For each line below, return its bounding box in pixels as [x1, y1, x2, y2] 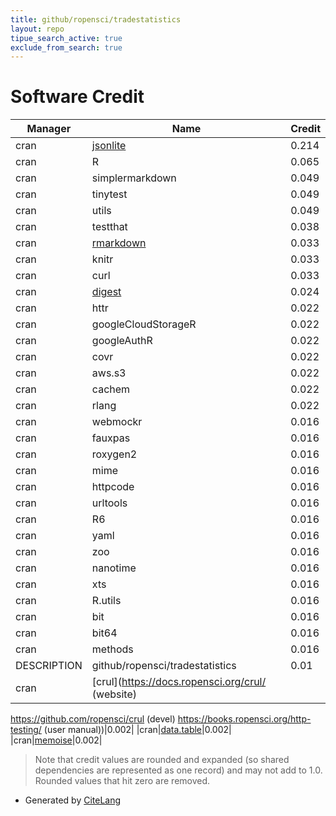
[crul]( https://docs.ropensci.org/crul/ [91, 675, 267, 689]
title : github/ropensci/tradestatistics [10, 14, 182, 25]
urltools [91, 496, 128, 510]
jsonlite [91, 139, 127, 153]
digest [91, 285, 122, 299]
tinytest [91, 187, 128, 201]
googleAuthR [91, 334, 153, 348]
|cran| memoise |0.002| [10, 734, 103, 746]
